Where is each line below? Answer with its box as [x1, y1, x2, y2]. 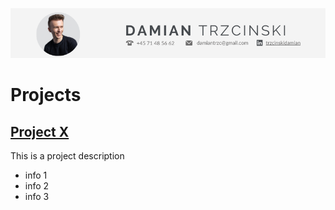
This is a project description [10, 150, 125, 162]
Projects [10, 84, 82, 107]
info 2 [24, 180, 50, 192]
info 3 [24, 191, 50, 203]
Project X [10, 123, 70, 140]
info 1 [24, 169, 48, 182]
